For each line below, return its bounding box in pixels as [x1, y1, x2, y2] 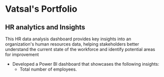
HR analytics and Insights [5, 23, 85, 31]
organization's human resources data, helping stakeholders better [5, 41, 139, 47]
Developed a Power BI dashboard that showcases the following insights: [12, 61, 160, 67]
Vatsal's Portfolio [5, 3, 78, 15]
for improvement [5, 51, 39, 57]
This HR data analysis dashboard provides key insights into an [5, 36, 132, 42]
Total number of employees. [19, 66, 77, 72]
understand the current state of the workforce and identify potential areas [5, 47, 156, 52]
